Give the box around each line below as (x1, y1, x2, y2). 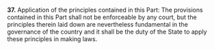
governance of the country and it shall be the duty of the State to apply (7, 27, 207, 36)
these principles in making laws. (7, 35, 98, 43)
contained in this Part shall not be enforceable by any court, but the (7, 13, 197, 21)
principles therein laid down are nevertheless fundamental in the (7, 21, 188, 28)
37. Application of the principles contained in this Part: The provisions (7, 6, 203, 14)
